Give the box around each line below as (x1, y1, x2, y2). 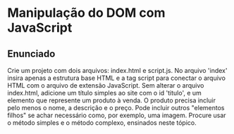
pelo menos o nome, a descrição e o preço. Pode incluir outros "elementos (7, 104, 225, 112)
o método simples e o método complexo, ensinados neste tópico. (7, 119, 197, 127)
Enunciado (7, 48, 56, 60)
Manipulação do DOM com (7, 5, 166, 21)
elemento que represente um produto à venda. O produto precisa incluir (7, 96, 216, 105)
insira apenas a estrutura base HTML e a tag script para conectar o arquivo (7, 74, 226, 82)
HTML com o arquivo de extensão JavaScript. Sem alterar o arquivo (7, 81, 204, 89)
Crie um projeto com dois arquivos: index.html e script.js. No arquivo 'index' (7, 67, 228, 74)
